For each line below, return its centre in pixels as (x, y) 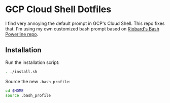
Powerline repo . (22, 34)
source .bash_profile (28, 95)
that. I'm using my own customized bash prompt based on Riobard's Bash (82, 28)
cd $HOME (14, 91)
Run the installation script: (32, 62)
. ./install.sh (21, 72)
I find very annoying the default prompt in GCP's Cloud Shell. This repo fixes (85, 23)
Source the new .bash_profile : (38, 81)
